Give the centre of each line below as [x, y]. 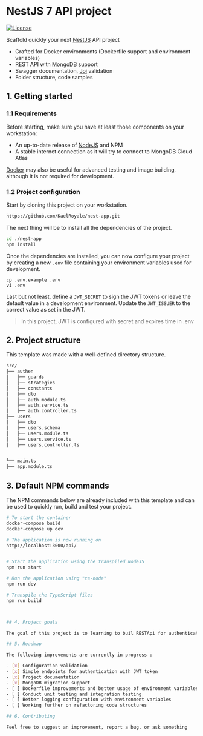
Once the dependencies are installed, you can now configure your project [98, 256]
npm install [21, 244]
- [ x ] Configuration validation [47, 666]
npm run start [24, 567]
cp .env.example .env [34, 280]
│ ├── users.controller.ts [43, 445]
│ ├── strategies [31, 383]
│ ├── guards [25, 377]
